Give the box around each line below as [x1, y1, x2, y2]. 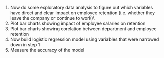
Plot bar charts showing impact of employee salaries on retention [10, 20, 146, 26]
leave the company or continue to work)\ [10, 15, 95, 21]
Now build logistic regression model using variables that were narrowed [10, 36, 159, 42]
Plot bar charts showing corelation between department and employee [10, 26, 157, 32]
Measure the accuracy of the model [10, 47, 85, 53]
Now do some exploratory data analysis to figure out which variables [10, 5, 153, 10]
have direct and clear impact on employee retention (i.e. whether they [10, 10, 155, 16]
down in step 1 [10, 42, 40, 47]
